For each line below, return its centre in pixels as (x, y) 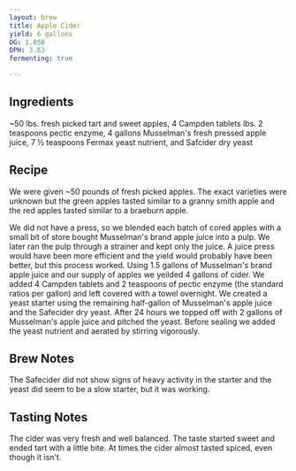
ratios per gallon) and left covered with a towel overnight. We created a (138, 293)
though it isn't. (35, 458)
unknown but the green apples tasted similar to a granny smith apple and (142, 201)
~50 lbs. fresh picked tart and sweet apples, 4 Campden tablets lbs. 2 (136, 123)
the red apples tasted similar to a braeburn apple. (99, 210)
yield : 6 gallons (41, 34)
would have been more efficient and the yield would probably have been (140, 255)
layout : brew (33, 17)
